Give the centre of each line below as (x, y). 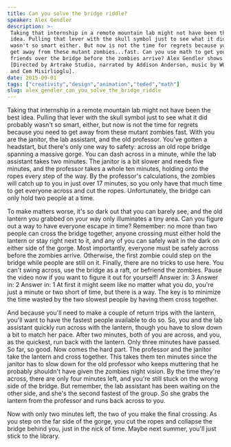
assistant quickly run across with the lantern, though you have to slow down (114, 328)
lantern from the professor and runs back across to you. (86, 401)
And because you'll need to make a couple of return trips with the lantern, (112, 313)
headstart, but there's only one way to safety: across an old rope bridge (109, 147)
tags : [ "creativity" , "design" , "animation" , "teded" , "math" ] (93, 84)
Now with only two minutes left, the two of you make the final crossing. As (112, 414)
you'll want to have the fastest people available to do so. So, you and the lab (115, 320)
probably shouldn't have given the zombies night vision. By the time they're (114, 371)
